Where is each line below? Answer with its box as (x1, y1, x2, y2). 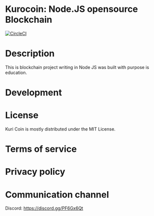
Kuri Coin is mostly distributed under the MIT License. (5, 126, 116, 132)
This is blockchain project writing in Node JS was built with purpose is (5, 64, 150, 70)
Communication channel (5, 189, 109, 200)
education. (5, 70, 27, 75)
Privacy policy (5, 166, 66, 177)
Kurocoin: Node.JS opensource (5, 3, 138, 15)
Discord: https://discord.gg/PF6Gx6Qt (5, 205, 83, 212)
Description (5, 48, 55, 59)
